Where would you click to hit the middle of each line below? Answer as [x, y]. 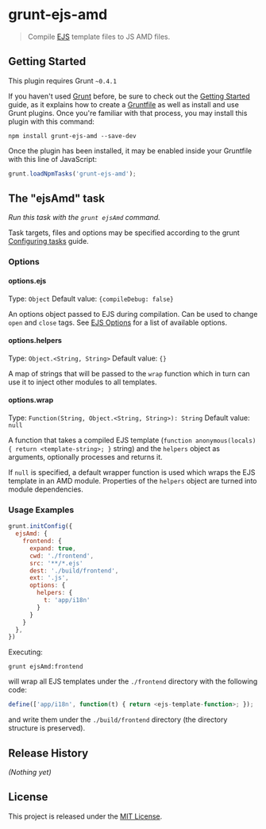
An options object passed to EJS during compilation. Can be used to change [133, 314]
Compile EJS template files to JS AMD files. [99, 37]
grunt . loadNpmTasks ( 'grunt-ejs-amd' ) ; [72, 174]
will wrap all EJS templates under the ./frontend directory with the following [133, 681]
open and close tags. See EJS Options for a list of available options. [118, 322]
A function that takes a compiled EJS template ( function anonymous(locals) [132, 440]
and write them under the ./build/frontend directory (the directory [118, 719]
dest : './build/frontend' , [74, 571]
